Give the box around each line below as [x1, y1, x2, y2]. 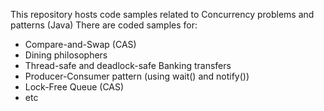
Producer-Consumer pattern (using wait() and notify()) [24, 70, 250, 82]
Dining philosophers [24, 49, 108, 61]
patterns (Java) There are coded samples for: [10, 19, 198, 31]
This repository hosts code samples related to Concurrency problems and [10, 9, 315, 20]
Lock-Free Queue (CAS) [24, 81, 125, 93]
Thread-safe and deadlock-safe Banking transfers [24, 60, 232, 71]
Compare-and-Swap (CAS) [24, 39, 137, 50]
